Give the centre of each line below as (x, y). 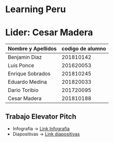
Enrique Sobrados (29, 74)
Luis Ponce (21, 65)
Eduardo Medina (27, 82)
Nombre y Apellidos (32, 49)
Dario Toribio (23, 90)
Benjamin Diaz (25, 57)
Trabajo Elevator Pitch (41, 116)
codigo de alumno (84, 49)
